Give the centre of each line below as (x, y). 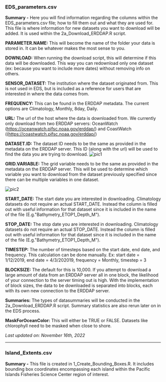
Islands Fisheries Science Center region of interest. (57, 374)
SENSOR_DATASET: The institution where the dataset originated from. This (82, 83)
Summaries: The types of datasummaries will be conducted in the (73, 300)
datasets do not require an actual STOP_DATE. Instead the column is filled (80, 229)
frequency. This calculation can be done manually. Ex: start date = (72, 255)
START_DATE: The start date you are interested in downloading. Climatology (83, 199)
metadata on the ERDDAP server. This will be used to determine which (77, 169)
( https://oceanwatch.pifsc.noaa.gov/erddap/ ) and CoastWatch (68, 129)
